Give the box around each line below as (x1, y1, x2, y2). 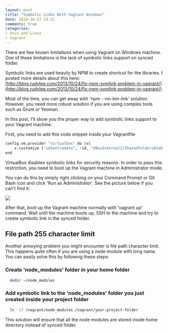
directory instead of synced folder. (5, 322, 77, 328)
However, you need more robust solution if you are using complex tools (5, 101, 153, 107)
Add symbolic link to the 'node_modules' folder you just (5, 290, 144, 297)
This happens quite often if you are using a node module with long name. (5, 248, 157, 254)
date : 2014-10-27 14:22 (5, 17, 55, 22)
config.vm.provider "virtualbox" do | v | (5, 141, 92, 146)
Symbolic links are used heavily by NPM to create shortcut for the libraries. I (5, 70, 163, 76)
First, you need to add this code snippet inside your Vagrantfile (5, 131, 136, 137)
